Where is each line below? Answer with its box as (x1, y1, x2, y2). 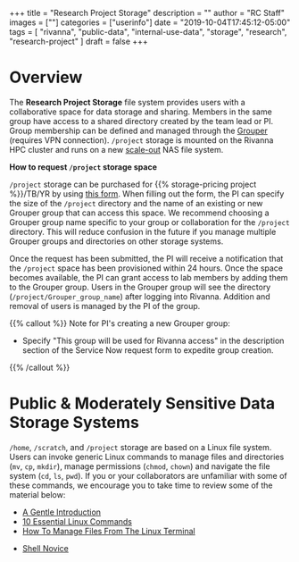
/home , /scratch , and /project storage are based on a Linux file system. (9, 441, 272, 452)
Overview (9, 67, 83, 88)
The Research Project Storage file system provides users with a (9, 96, 245, 107)
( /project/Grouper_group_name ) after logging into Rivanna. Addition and (9, 290, 270, 302)
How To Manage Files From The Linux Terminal (21, 525, 195, 536)
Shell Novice (21, 542, 70, 553)
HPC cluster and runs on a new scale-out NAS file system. (9, 144, 224, 155)
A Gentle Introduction (21, 507, 101, 517)
